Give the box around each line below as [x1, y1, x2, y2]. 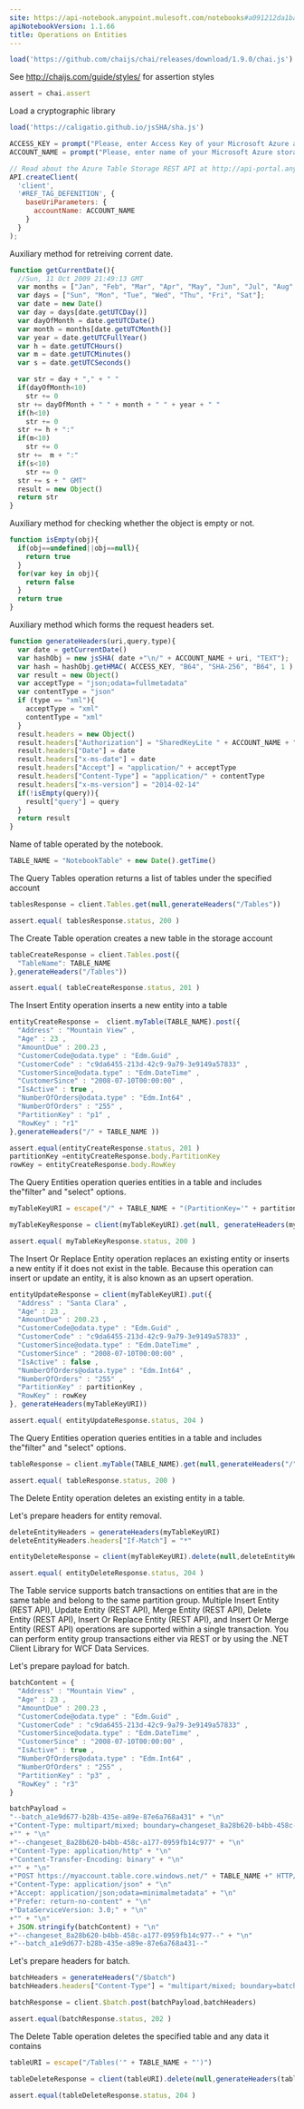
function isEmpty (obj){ [9, 535, 100, 544]
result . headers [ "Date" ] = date [17, 746, 136, 756]
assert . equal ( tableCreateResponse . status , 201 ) [9, 984, 201, 993]
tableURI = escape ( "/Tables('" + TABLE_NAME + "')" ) [9, 2057, 213, 2067]
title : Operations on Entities [9, 30, 128, 39]
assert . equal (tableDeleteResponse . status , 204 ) [9, 2091, 196, 2100]
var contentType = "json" [17, 687, 116, 697]
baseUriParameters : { [25, 198, 107, 207]
